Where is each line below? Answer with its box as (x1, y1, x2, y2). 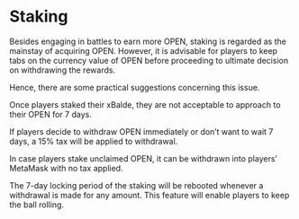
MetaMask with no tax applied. (9, 162, 123, 173)
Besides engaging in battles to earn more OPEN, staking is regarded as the (9, 36, 286, 47)
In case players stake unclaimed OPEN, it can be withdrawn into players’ (9, 153, 277, 163)
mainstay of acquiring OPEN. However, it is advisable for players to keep (9, 45, 277, 56)
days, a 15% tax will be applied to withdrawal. (9, 136, 178, 146)
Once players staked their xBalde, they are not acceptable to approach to (9, 99, 281, 109)
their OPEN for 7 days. (9, 109, 92, 119)
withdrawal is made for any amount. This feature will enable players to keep (9, 189, 290, 200)
